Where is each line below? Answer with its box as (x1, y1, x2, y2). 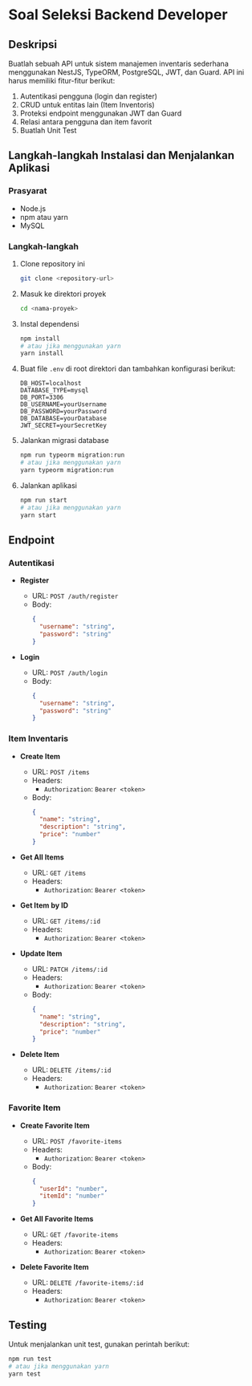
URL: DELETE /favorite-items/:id (31, 1278, 144, 1287)
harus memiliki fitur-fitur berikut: (8, 76, 116, 85)
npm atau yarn (19, 212, 68, 222)
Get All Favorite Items (19, 1214, 94, 1224)
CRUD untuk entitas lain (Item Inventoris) (19, 100, 155, 109)
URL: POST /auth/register (31, 591, 119, 601)
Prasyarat (8, 185, 47, 197)
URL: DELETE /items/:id (31, 1065, 112, 1075)
